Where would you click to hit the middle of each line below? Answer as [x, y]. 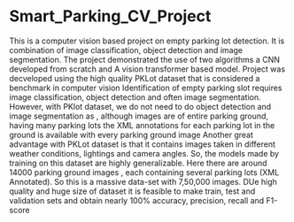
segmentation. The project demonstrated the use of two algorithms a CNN [145, 59]
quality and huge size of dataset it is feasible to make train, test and [132, 191]
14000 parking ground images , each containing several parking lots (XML [144, 172]
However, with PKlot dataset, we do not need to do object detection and [140, 106]
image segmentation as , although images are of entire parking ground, [139, 116]
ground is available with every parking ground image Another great [132, 134]
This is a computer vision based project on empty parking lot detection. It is [147, 41]
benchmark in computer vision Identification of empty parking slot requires [146, 88]
